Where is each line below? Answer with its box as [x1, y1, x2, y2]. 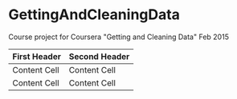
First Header [12, 50, 62, 61]
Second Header [68, 50, 130, 61]
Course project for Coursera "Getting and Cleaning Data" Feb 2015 [8, 32, 229, 42]
